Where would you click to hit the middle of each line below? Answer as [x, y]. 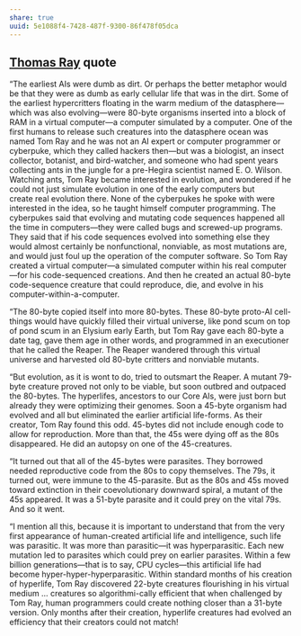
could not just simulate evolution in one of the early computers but [132, 189]
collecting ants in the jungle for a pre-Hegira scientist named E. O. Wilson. [146, 170]
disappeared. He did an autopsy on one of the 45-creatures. [121, 444]
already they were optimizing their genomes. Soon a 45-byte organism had [148, 406]
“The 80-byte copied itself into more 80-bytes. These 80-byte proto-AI [141, 312]
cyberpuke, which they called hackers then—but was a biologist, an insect [147, 151]
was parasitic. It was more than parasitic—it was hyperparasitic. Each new [147, 546]
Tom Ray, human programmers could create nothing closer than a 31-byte [146, 603]
